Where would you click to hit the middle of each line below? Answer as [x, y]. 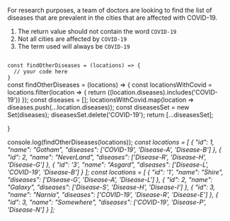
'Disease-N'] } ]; [31, 210]
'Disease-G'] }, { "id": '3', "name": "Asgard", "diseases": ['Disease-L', [108, 165]
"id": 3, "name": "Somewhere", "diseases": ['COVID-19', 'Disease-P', [107, 202]
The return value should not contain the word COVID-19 [97, 31]
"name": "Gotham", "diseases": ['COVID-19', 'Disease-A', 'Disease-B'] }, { [114, 150]
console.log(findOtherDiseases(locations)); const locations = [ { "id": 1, [111, 142]
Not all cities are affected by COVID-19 [72, 39]
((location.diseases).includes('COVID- [162, 92]
